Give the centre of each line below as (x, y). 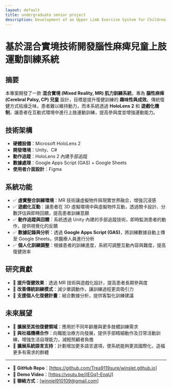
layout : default (23, 10)
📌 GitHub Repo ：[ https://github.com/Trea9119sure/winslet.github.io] (85, 368)
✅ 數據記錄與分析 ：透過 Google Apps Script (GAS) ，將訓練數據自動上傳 (89, 232)
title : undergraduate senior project (46, 15)
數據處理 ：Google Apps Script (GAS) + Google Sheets (70, 163)
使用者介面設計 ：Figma (37, 169)
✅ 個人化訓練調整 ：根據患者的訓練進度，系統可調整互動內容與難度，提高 (89, 245)
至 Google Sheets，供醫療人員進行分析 (53, 239)
